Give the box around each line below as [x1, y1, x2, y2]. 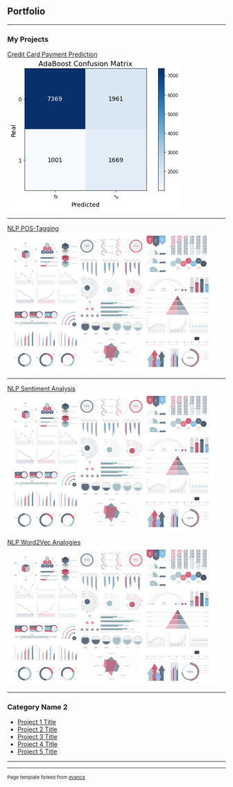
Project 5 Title [17, 747, 58, 756]
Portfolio [7, 6, 46, 17]
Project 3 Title [17, 733, 58, 741]
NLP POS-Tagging [7, 224, 59, 233]
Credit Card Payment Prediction [7, 50, 98, 58]
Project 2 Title [17, 725, 58, 734]
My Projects [7, 34, 49, 44]
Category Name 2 [7, 702, 68, 712]
